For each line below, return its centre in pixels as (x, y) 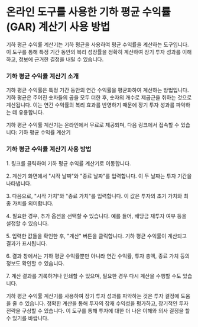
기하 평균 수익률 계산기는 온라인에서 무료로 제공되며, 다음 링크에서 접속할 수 (93, 125)
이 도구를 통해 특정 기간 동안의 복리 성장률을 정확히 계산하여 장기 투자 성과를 (94, 52)
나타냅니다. (19, 183)
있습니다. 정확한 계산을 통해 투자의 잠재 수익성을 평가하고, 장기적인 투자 (107, 303)
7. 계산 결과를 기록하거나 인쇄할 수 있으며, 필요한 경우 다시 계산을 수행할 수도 (94, 275)
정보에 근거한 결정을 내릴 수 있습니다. (61, 59)
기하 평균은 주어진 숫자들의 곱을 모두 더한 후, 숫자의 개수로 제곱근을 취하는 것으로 (99, 98)
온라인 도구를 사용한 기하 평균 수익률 (89, 12)
